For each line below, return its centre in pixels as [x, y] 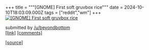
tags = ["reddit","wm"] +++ [73, 12]
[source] [14, 42]
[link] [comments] [24, 33]
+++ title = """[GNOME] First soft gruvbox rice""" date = [64, 7]
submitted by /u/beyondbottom [38, 27]
